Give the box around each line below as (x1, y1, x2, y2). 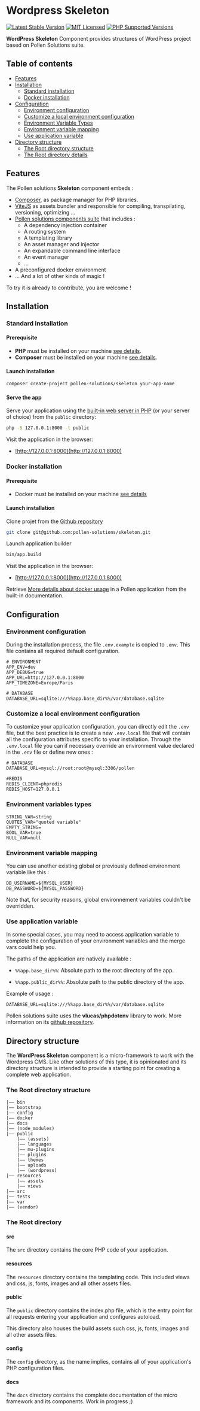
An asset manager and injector (23, 240, 100, 247)
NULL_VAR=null (6, 835, 42, 841)
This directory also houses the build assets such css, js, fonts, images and (6, 1325, 189, 1332)
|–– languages (17, 1141, 52, 1147)
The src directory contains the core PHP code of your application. (6, 1246, 168, 1253)
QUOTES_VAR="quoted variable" (6, 819, 82, 825)
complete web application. (6, 1071, 72, 1078)
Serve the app (6, 394, 42, 401)
